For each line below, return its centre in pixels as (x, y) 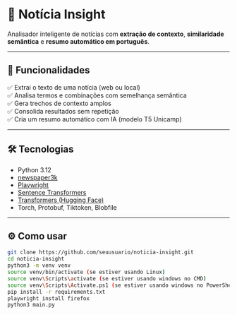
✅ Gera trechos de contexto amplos (59, 103)
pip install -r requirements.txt (56, 292)
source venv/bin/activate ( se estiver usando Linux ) (86, 272)
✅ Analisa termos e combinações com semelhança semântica (97, 95)
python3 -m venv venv (39, 266)
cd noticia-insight (36, 259)
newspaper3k (37, 177)
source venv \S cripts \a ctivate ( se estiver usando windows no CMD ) (107, 278)
